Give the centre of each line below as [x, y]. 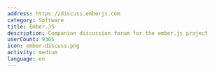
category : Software [36, 20]
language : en [26, 59]
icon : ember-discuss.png [43, 46]
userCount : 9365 [31, 40]
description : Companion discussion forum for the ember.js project [108, 33]
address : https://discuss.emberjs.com [64, 14]
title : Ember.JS [31, 26]
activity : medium [33, 53]
